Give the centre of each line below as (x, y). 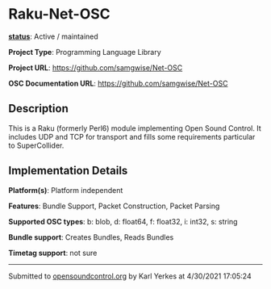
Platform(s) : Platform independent (66, 190)
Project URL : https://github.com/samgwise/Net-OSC (96, 67)
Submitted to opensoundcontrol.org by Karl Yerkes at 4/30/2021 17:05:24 (130, 276)
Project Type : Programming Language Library (85, 52)
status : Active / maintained (53, 36)
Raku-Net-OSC (59, 14)
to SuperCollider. (36, 145)
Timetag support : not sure (53, 253)
